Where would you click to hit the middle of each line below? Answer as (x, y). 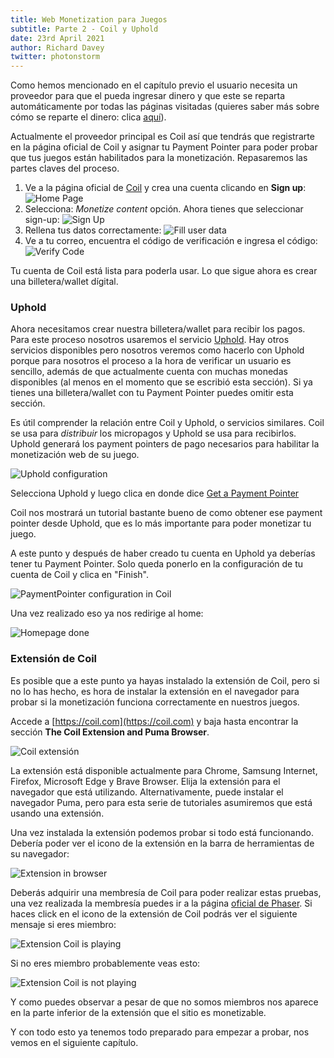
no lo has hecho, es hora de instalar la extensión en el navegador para (155, 691)
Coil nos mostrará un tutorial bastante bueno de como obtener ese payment (166, 513)
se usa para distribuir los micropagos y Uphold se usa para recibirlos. (153, 433)
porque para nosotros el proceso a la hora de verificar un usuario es (151, 361)
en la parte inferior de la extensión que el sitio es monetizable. (138, 1012)
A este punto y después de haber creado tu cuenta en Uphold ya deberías (163, 553)
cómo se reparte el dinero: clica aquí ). (88, 117)
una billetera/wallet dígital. (64, 282)
